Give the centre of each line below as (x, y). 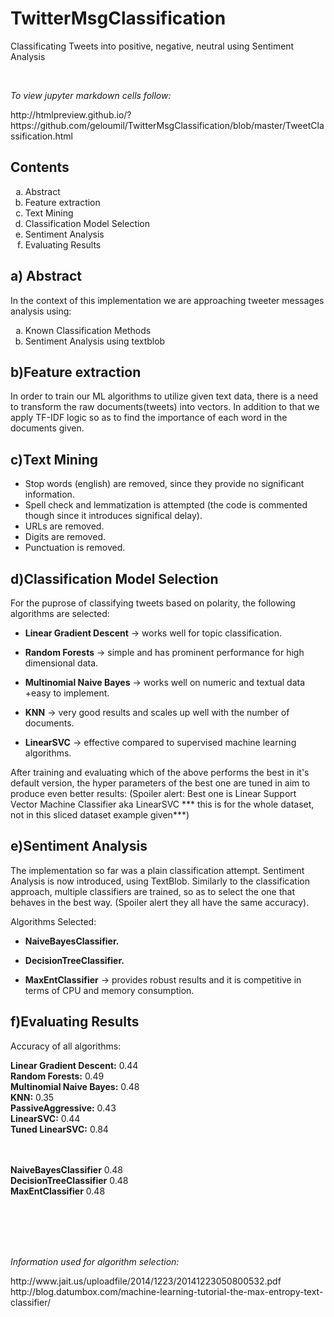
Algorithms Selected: (53, 921)
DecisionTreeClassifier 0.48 (69, 1180)
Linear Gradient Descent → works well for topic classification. (153, 633)
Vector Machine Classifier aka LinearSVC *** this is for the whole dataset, (162, 804)
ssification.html (41, 136)
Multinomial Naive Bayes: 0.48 (75, 1086)
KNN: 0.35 (32, 1097)
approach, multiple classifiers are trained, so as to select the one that (153, 891)
